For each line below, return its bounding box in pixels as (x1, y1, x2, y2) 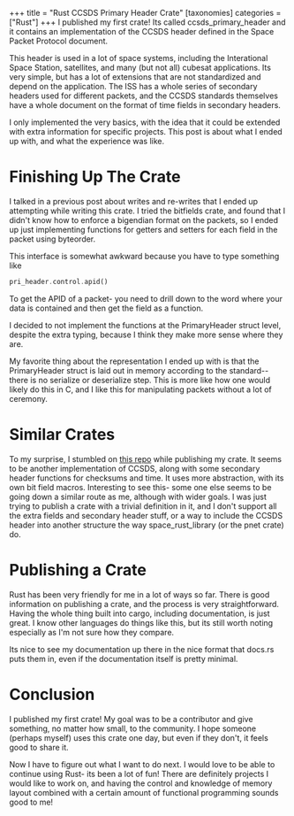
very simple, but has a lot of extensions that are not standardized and (9, 72, 261, 82)
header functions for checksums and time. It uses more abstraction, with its (9, 473, 284, 483)
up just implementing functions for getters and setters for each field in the (9, 224, 278, 235)
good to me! (9, 797, 54, 807)
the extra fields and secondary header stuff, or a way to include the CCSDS (9, 510, 283, 520)
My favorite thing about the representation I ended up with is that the (9, 356, 260, 366)
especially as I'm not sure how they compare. (9, 627, 175, 637)
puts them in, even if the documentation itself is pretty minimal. (9, 653, 238, 664)
